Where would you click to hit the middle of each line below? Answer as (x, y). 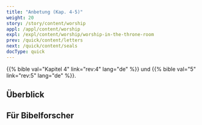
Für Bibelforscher (40, 116)
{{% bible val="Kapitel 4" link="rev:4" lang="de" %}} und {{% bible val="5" (101, 69)
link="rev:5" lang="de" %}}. (41, 75)
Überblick (25, 95)
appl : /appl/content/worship (43, 29)
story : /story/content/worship (46, 23)
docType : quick (26, 52)
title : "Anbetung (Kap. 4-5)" (45, 12)
